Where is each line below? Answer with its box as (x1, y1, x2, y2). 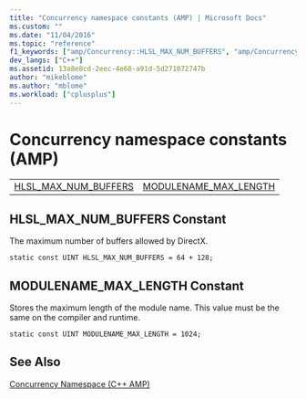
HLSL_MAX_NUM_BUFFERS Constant (9, 211, 227, 226)
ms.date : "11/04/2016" (9, 30, 96, 39)
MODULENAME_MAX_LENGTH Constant (9, 278, 244, 293)
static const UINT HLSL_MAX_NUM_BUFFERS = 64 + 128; (9, 253, 214, 263)
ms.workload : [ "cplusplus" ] (9, 89, 117, 99)
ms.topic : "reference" (9, 38, 96, 48)
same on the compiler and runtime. (9, 312, 141, 323)
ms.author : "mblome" (9, 81, 88, 90)
